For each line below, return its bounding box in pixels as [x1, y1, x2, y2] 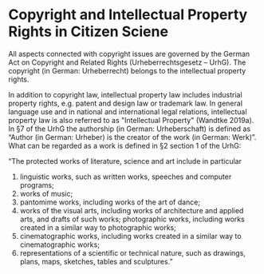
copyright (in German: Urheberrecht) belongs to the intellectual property [8, 66, 246, 75]
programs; [19, 180, 54, 189]
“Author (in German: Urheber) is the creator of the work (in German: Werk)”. [8, 132, 257, 141]
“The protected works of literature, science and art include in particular [8, 156, 242, 165]
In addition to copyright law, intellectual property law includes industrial [8, 89, 242, 99]
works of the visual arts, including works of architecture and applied [19, 205, 244, 215]
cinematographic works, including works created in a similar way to [19, 231, 242, 240]
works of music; [19, 189, 73, 198]
